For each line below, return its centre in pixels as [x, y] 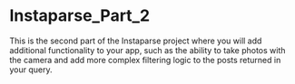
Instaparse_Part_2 [80, 16]
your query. [31, 70]
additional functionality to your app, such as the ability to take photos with [147, 50]
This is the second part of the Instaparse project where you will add [136, 41]
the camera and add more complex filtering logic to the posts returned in [145, 60]
